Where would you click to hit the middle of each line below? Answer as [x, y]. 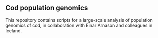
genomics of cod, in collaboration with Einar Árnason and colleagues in [79, 25]
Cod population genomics [47, 8]
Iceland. [14, 31]
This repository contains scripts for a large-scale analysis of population [79, 20]
